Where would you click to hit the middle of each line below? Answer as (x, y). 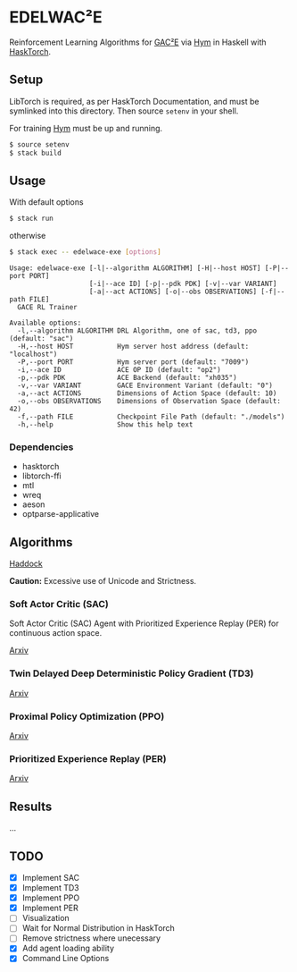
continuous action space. (56, 633)
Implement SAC (51, 877)
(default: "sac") (41, 339)
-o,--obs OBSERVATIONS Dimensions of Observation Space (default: (149, 401)
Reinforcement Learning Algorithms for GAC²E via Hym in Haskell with (138, 42)
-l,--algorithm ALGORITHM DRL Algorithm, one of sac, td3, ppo (137, 331)
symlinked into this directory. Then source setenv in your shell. (124, 111)
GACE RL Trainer (47, 308)
